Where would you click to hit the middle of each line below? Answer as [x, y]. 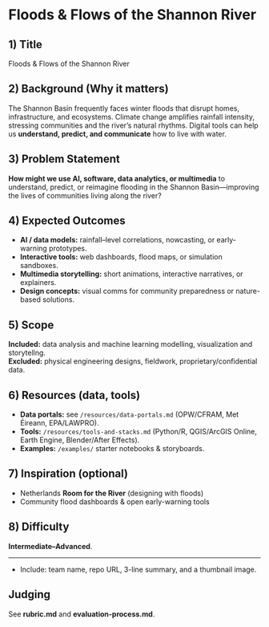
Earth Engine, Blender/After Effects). [80, 440]
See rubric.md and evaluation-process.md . [82, 614]
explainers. [38, 283]
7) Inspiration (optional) [68, 474]
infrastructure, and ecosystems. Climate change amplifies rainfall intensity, [131, 116]
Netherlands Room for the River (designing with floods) [112, 493]
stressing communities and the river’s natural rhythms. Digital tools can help [133, 125]
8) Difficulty [39, 527]
